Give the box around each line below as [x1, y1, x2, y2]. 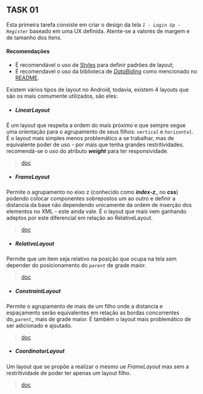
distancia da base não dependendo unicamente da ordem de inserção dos [6, 201, 192, 208]
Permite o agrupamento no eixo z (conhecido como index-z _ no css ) [6, 188, 179, 195]
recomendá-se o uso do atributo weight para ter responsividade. [6, 147, 168, 154]
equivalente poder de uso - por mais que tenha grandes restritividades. [6, 141, 185, 148]
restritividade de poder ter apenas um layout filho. [6, 369, 131, 376]
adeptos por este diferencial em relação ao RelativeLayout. [6, 214, 153, 221]
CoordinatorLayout [15, 347, 65, 355]
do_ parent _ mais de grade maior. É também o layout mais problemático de [6, 315, 191, 322]
